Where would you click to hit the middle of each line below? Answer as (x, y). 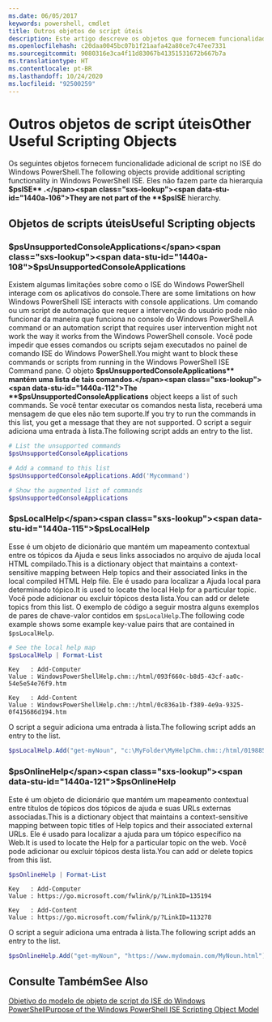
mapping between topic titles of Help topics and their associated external (131, 825)
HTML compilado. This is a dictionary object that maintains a (108, 564)
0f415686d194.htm (38, 712)
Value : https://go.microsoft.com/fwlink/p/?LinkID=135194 (110, 896)
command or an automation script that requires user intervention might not (133, 328)
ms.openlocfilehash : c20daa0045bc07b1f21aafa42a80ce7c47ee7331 (117, 46)
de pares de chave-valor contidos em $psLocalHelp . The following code (127, 615)
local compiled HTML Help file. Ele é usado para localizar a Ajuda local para (135, 581)
